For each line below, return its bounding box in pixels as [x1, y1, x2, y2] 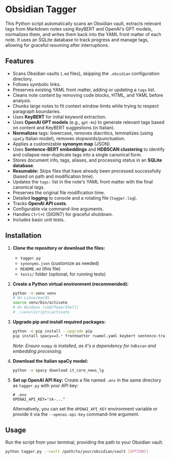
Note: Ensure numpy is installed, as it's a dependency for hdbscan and [12, 342, 156, 348]
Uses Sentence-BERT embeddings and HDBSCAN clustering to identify [12, 146, 165, 152]
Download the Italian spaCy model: [12, 358, 88, 364]
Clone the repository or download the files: [12, 245, 106, 251]
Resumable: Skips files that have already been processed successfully [12, 168, 161, 174]
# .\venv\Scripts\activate [12, 310, 70, 315]
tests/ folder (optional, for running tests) [20, 271, 106, 277]
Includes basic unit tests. [12, 217, 65, 223]
